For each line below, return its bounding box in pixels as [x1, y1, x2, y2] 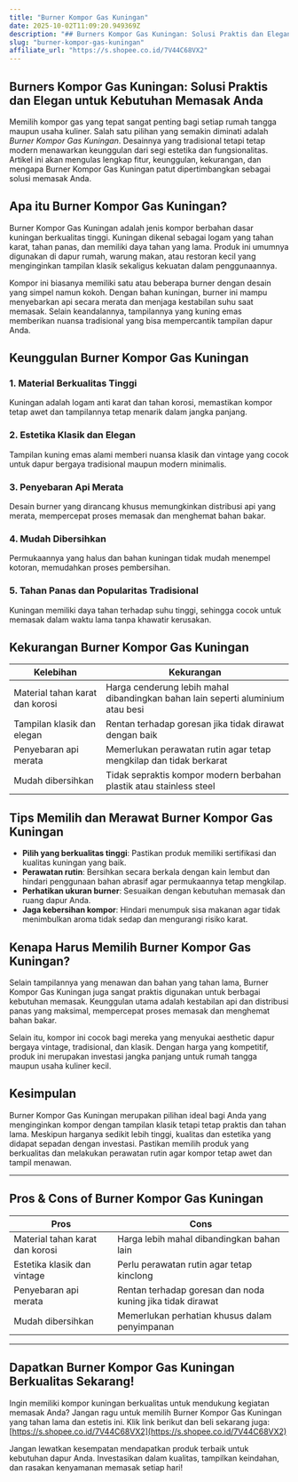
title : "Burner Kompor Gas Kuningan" [9, 12, 149, 22]
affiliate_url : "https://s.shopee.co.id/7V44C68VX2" [9, 46, 208, 55]
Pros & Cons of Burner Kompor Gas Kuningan [9, 1191, 264, 1206]
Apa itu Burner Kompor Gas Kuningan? [9, 199, 228, 214]
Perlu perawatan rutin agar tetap [116, 1258, 253, 1270]
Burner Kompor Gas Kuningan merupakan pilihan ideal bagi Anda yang [9, 1109, 267, 1120]
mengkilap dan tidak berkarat [106, 755, 228, 767]
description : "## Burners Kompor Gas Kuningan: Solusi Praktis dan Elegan [9, 29, 292, 38]
